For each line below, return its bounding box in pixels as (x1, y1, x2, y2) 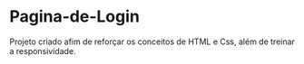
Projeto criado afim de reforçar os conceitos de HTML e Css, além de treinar (9, 36, 295, 47)
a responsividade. (9, 45, 76, 56)
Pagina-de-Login (9, 6, 141, 27)
